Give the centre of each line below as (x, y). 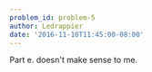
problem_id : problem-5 (52, 18)
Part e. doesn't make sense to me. (74, 60)
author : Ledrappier (46, 26)
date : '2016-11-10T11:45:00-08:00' (77, 34)
